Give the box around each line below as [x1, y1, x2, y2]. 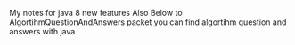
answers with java [9, 26, 76, 36]
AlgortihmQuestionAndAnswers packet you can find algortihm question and [9, 17, 287, 27]
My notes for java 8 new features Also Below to [9, 8, 183, 18]
